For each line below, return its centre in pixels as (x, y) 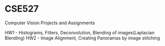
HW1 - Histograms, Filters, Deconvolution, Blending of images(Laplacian (80, 32)
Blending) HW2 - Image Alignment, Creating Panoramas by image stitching (82, 38)
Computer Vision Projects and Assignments (50, 23)
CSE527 (22, 9)
